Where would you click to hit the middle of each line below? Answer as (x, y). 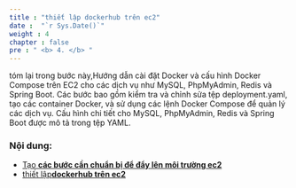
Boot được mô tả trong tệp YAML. (70, 123)
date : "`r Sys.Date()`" (57, 26)
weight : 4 (29, 34)
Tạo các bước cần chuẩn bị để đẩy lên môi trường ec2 (122, 165)
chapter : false (39, 42)
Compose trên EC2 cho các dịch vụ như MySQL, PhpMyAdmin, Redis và (141, 85)
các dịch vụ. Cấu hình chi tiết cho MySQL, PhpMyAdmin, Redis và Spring (142, 114)
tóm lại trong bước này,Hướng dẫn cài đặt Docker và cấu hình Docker (135, 75)
